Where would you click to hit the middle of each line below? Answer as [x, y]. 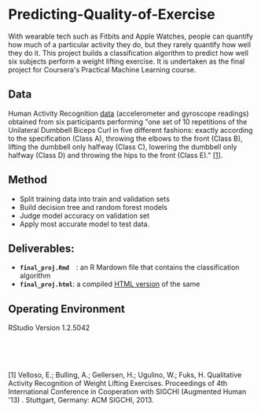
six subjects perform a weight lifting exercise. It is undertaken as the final [127, 61]
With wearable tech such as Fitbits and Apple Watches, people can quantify [130, 36]
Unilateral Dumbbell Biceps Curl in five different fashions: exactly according [130, 130]
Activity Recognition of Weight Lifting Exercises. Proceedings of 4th [118, 384]
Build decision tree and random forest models [93, 207]
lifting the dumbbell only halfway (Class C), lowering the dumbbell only [123, 146]
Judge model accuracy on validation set [85, 215]
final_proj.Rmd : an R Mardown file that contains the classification [129, 267]
